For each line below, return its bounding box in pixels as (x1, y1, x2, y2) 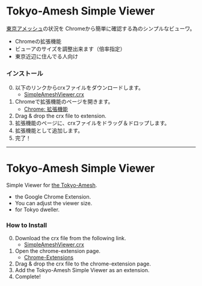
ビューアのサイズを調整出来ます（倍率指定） (14, 45, 126, 52)
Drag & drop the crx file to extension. (14, 113, 107, 120)
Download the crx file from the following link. (14, 235, 126, 242)
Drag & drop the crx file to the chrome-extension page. (14, 260, 151, 267)
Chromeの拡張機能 (14, 37, 62, 45)
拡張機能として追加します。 (14, 127, 83, 134)
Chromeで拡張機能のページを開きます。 (14, 98, 114, 105)
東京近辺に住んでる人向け (14, 52, 79, 60)
